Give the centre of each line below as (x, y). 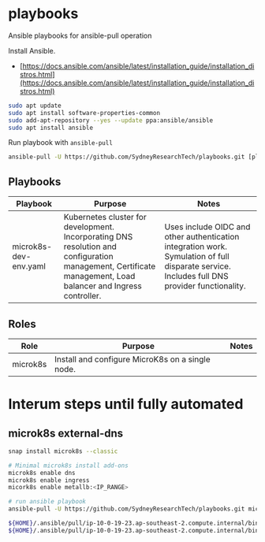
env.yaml (29, 266)
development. (89, 227)
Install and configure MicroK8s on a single (132, 359)
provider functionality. (205, 286)
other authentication (202, 237)
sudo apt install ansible (50, 128)
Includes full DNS (196, 277)
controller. (82, 296)
